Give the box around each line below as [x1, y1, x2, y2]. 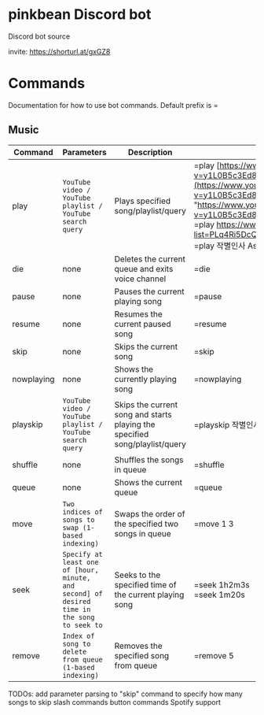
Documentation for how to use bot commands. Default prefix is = [8, 100, 218, 109]
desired [62, 597, 91, 606]
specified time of [114, 579, 177, 590]
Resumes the [114, 309, 163, 320]
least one [62, 558, 100, 566]
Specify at [62, 550, 104, 558]
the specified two [114, 518, 179, 529]
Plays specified [114, 195, 171, 206]
